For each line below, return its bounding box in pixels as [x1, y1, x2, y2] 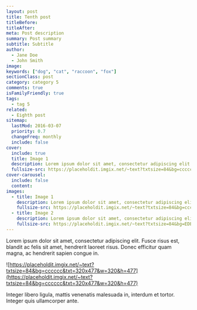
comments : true [6, 85, 43, 91]
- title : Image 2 [11, 210, 54, 216]
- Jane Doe [11, 52, 38, 58]
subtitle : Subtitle [6, 42, 54, 47]
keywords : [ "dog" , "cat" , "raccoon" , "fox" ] [6, 69, 117, 74]
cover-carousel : [6, 172, 46, 178]
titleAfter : [6, 25, 35, 31]
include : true [11, 150, 46, 156]
